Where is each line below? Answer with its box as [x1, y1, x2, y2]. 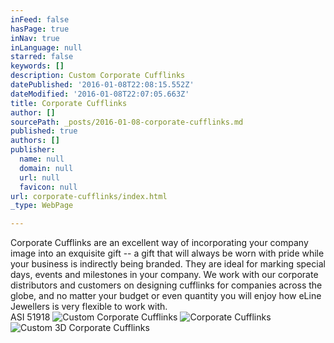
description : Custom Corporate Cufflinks [10, 71, 186, 81]
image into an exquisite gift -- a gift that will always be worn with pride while [10, 247, 325, 260]
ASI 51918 [10, 311, 51, 323]
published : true [10, 126, 78, 136]
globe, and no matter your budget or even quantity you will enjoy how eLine [10, 290, 322, 302]
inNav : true [10, 33, 60, 43]
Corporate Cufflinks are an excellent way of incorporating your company [10, 237, 309, 249]
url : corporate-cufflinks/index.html [10, 191, 168, 201]
